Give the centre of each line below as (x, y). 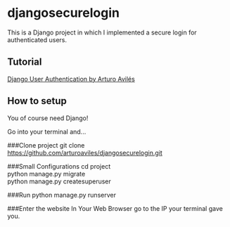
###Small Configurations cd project (59, 166)
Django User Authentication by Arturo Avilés (71, 79)
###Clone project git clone (46, 145)
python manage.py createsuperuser (59, 181)
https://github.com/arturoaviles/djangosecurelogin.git (85, 153)
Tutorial (25, 62)
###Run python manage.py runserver (62, 195)
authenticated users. (37, 39)
